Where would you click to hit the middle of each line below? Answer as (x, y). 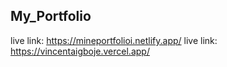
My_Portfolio (51, 16)
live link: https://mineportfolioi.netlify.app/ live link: (114, 40)
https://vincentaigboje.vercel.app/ (80, 51)
